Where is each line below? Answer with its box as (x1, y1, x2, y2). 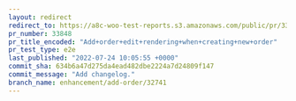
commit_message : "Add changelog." (8, 70, 136, 79)
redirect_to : (8, 21, 57, 30)
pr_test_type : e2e (8, 46, 76, 54)
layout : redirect (8, 12, 72, 22)
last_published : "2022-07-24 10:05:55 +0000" (8, 54, 178, 62)
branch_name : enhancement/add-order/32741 (8, 78, 167, 87)
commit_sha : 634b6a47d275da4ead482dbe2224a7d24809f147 (8, 62, 215, 71)
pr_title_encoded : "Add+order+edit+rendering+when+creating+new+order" (8, 37, 277, 47)
